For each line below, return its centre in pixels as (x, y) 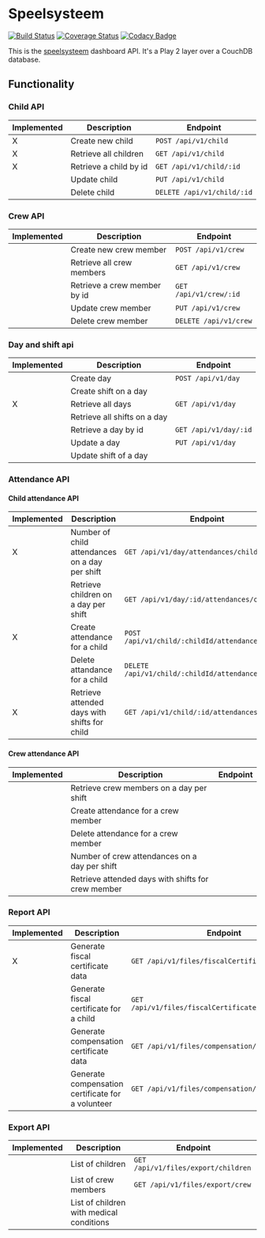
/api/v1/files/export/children (192, 1168)
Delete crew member (109, 321)
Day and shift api (41, 344)
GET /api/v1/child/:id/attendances (191, 712)
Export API (29, 1127)
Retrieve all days (101, 404)
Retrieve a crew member (116, 285)
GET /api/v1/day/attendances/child (191, 552)
